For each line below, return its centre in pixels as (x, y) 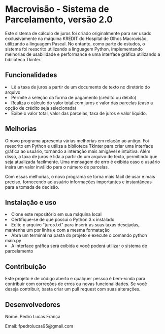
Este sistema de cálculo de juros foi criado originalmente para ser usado (78, 33)
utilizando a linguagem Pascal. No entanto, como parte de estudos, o (75, 43)
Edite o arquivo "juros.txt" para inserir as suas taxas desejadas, (76, 225)
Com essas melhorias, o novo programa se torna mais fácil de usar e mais (80, 176)
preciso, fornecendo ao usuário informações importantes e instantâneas (78, 182)
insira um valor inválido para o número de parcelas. (57, 167)
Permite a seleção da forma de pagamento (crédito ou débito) (74, 97)
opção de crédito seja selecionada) (41, 108)
